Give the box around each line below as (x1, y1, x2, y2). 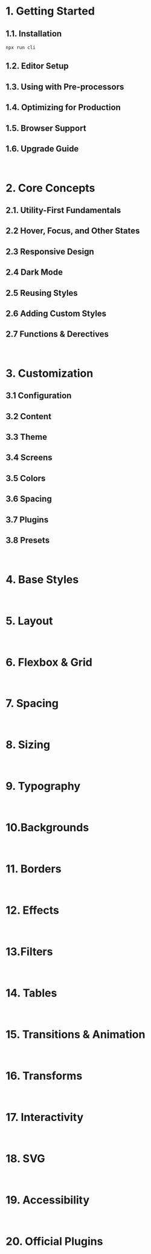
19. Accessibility (5, 1193, 90, 1207)
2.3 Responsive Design (5, 246, 94, 256)
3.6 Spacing (5, 494, 52, 504)
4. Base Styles (5, 572, 79, 586)
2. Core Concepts (5, 181, 95, 195)
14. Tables (5, 986, 57, 1000)
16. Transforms (5, 1069, 83, 1083)
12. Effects (5, 903, 60, 917)
